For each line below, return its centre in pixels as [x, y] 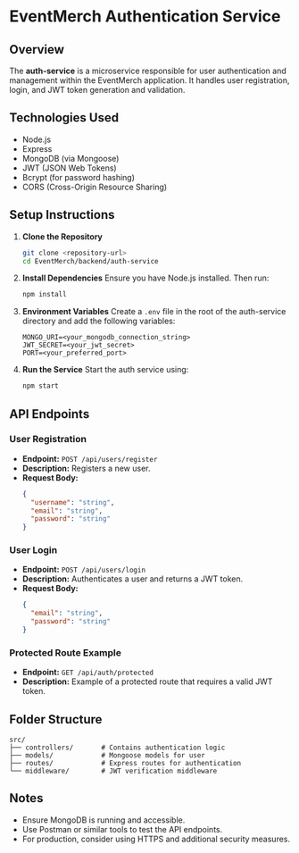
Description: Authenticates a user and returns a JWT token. [133, 579]
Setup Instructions [62, 215]
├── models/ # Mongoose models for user [107, 756]
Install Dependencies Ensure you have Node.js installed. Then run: [145, 278]
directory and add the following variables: [99, 321]
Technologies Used [64, 118]
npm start [41, 386]
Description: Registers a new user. [86, 468]
